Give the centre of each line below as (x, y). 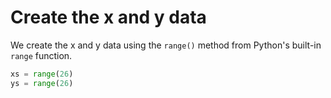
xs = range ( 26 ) (42, 74)
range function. (41, 55)
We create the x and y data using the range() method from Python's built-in (166, 45)
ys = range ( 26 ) (42, 83)
